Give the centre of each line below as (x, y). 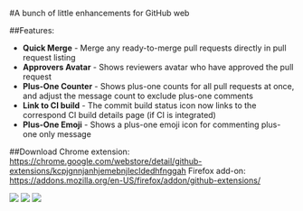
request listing (49, 57)
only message (66, 134)
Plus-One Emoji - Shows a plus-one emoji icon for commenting (141, 124)
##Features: (32, 30)
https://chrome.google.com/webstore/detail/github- (106, 161)
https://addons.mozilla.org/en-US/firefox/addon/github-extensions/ (135, 180)
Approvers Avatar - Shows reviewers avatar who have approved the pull (158, 67)
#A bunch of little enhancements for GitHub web (99, 13)
